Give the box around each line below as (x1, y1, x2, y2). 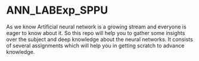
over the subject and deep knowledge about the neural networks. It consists (6, 36, 194, 43)
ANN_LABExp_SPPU (6, 4, 108, 17)
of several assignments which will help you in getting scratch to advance (6, 42, 185, 49)
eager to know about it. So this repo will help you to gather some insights (6, 29, 185, 36)
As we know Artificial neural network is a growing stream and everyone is (6, 23, 186, 30)
